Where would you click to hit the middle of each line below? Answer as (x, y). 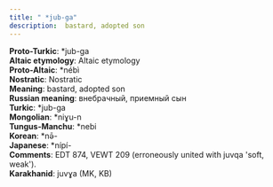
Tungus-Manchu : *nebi (53, 126)
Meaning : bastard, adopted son (68, 89)
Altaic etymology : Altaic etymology (75, 60)
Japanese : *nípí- (40, 145)
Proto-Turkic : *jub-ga (49, 51)
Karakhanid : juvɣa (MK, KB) (61, 173)
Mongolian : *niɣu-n (45, 117)
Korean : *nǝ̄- (33, 136)
